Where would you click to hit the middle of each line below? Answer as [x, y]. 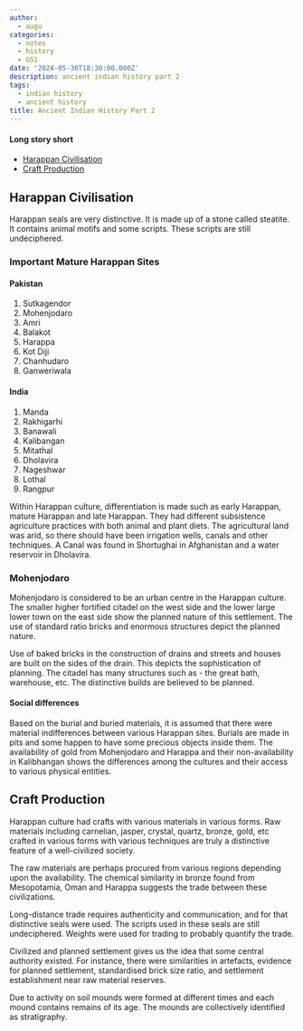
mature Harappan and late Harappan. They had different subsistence [137, 516]
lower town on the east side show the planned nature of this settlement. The [151, 616]
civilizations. [33, 896]
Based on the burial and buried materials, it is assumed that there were [141, 723]
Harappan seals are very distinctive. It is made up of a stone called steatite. [150, 219]
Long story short [42, 139]
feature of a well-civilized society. [72, 850]
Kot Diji [36, 352]
